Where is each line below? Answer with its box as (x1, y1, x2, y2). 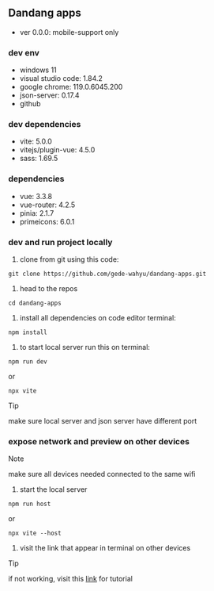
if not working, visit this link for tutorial (8, 574, 133, 584)
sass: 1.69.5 (19, 154, 58, 163)
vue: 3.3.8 (19, 191, 53, 201)
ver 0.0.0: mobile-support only (19, 27, 119, 36)
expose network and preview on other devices (8, 436, 190, 447)
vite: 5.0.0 (19, 136, 53, 146)
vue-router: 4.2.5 (19, 200, 76, 209)
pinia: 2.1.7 (19, 208, 54, 217)
